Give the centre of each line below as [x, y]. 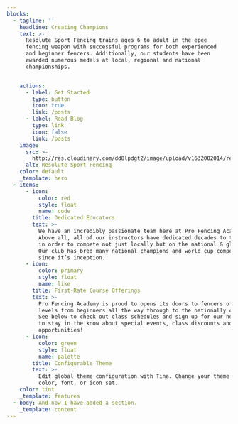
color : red [54, 198]
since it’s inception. [72, 257]
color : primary [60, 271]
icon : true [48, 106]
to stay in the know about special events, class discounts [129, 324]
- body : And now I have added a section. [75, 403]
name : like [54, 284]
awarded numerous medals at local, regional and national [113, 60]
